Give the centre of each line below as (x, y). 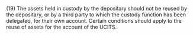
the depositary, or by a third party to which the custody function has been (96, 15)
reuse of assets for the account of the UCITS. (62, 27)
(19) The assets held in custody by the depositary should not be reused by (97, 8)
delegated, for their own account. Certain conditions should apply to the (94, 21)
